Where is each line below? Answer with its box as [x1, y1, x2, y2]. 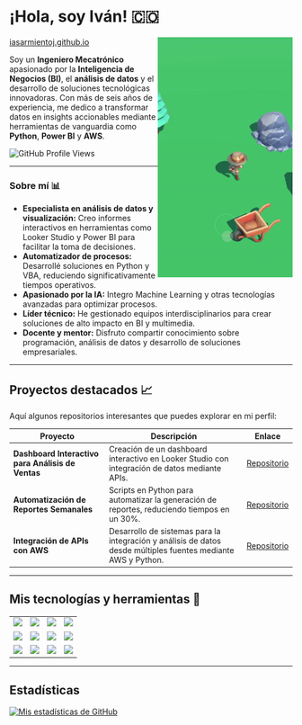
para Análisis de [13, 458, 75, 469]
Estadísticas [9, 682, 81, 698]
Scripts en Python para [109, 485, 194, 496]
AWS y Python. [109, 555, 164, 566]
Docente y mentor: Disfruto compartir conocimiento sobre [22, 327, 240, 338]
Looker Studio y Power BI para [22, 232, 136, 243]
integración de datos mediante [109, 462, 222, 473]
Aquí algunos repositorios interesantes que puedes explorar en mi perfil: [9, 411, 277, 422]
